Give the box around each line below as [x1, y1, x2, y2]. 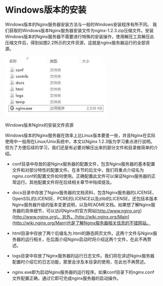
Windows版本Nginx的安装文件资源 [5, 122, 74, 128]
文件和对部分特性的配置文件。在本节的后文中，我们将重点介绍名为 [12, 167, 144, 173]
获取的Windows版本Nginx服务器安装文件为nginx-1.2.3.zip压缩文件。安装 [9, 27, 154, 33]
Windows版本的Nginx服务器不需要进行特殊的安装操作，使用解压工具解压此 [5, 34, 154, 39]
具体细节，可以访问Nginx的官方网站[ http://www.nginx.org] [25, 208, 142, 214]
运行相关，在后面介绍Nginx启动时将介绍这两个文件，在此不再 [25, 236, 147, 242]
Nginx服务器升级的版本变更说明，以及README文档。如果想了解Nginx [12, 201, 151, 207]
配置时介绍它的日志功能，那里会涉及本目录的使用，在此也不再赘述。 [12, 259, 148, 265]
